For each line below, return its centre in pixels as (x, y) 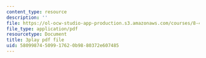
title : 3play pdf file (35, 40)
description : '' (27, 18)
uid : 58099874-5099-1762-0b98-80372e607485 (63, 46)
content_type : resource (37, 12)
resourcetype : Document (37, 34)
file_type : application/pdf (42, 29)
